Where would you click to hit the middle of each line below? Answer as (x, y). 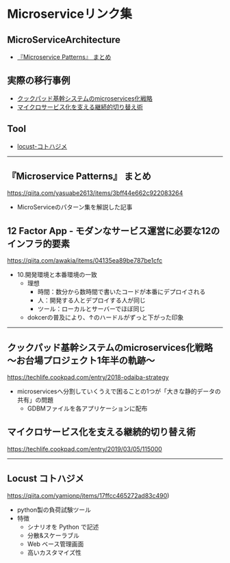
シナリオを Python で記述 (63, 527)
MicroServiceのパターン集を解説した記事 (75, 207)
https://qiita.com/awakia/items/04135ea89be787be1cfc (85, 261)
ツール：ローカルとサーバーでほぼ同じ (91, 309)
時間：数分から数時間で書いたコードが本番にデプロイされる (122, 292)
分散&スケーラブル (53, 535)
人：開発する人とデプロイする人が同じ (91, 300)
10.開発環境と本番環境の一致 (57, 275)
